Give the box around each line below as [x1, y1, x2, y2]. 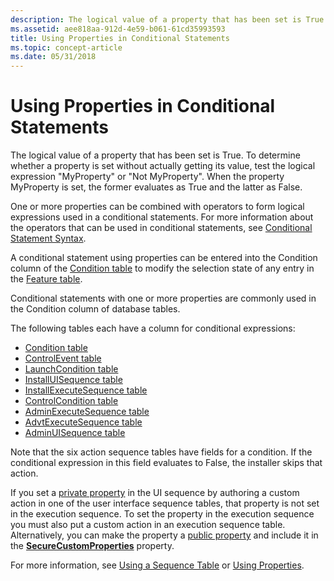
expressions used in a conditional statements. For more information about [10, 211, 314, 223]
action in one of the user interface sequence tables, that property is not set [10, 497, 320, 510]
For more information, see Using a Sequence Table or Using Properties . [10, 559, 305, 571]
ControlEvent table [24, 352, 102, 365]
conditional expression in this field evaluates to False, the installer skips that [10, 457, 323, 469]
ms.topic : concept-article [10, 42, 123, 53]
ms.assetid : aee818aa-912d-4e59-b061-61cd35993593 [10, 24, 226, 34]
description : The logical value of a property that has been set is [10, 14, 302, 25]
